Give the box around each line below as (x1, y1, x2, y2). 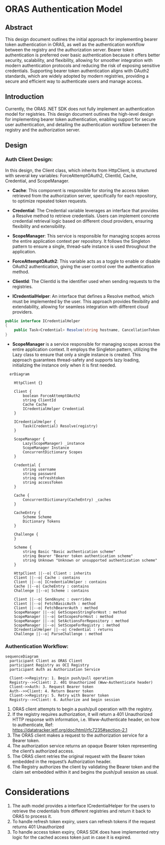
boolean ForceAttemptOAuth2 (23, 393, 80, 398)
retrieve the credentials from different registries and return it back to (12, 808, 151, 814)
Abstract (5, 23, 33, 32)
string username (23, 467, 56, 472)
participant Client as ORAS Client (9, 658, 83, 663)
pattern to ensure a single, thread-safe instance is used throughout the (12, 243, 157, 249)
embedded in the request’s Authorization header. (12, 758, 112, 765)
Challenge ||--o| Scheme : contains (14, 588, 90, 593)
